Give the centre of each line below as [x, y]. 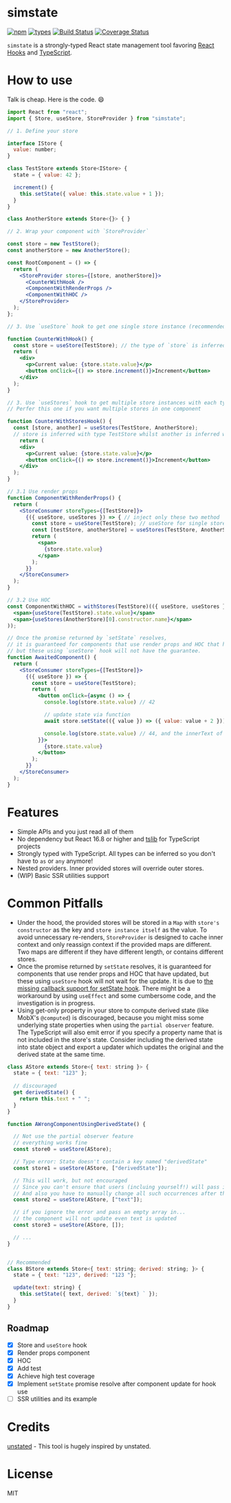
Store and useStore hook [52, 1344]
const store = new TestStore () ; [53, 244]
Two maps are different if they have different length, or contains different [120, 952]
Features [33, 812]
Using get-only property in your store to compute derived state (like [113, 1010]
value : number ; [35, 150]
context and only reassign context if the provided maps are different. [114, 944]
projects [29, 846]
